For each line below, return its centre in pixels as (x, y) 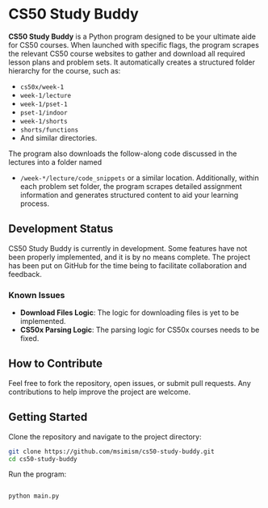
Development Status (61, 229)
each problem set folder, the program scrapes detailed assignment (131, 186)
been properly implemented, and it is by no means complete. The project (130, 257)
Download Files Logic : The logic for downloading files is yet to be (130, 313)
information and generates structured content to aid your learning (129, 195)
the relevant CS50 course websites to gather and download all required (127, 53)
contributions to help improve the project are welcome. (100, 392)
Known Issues (37, 295)
